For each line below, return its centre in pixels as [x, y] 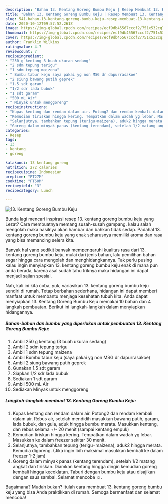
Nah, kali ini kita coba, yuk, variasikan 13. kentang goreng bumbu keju [77, 285]
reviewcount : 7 [21, 51]
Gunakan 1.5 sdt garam [36, 368]
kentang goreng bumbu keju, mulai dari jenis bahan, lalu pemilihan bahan [81, 254]
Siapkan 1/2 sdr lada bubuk [41, 373]
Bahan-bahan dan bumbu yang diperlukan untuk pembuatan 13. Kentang [84, 324]
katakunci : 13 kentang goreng [37, 163]
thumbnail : [17, 33]
